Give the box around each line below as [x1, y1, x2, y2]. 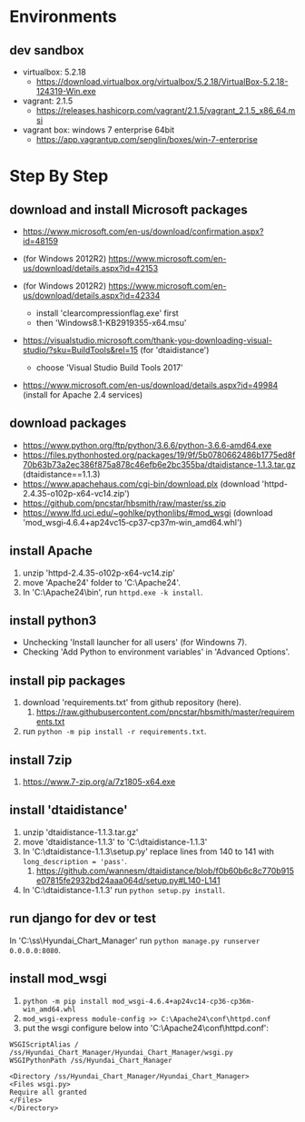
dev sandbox [9, 43, 84, 58]
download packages [9, 416, 127, 431]
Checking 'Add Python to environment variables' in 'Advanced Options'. [22, 646, 290, 657]
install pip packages [9, 673, 125, 688]
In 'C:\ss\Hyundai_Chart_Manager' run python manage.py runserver [9, 935, 261, 946]
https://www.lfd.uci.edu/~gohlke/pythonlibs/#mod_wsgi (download [22, 507, 273, 518]
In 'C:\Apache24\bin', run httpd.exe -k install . [22, 586, 203, 597]
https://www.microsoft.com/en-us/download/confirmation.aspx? [22, 226, 264, 237]
